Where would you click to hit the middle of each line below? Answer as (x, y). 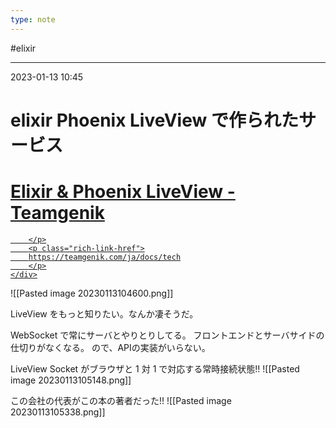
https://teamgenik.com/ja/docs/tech (105, 257)
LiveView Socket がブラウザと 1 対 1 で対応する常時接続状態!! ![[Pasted (155, 368)
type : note (33, 19)
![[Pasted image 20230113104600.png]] (92, 293)
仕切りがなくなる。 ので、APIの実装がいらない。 (110, 347)
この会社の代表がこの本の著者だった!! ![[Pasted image (121, 400)
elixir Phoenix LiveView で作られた (154, 120)
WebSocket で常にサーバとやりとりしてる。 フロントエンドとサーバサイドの (167, 335)
